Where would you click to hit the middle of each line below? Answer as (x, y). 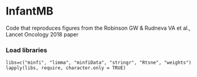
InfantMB (30, 11)
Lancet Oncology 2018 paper (42, 34)
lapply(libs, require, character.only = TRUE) (66, 68)
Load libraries (27, 50)
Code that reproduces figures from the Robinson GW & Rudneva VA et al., (98, 28)
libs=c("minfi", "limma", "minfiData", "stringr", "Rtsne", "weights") (99, 63)
